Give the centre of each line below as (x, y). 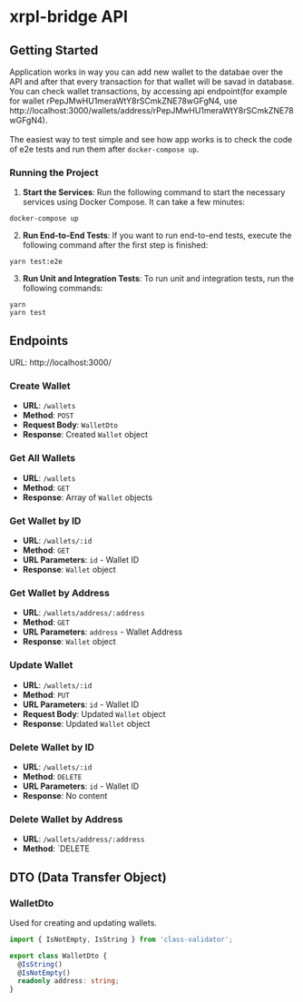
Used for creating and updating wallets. (83, 922)
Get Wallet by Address (60, 593)
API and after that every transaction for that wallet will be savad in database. (152, 82)
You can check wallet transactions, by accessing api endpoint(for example (148, 91)
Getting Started (54, 50)
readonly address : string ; (68, 981)
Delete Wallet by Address (66, 819)
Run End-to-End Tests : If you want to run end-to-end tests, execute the (157, 236)
